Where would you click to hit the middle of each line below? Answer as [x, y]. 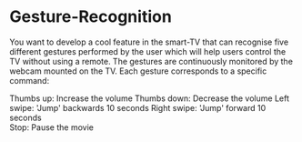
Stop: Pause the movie [51, 127]
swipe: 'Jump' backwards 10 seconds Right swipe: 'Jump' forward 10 [138, 107]
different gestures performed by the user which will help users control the [148, 51]
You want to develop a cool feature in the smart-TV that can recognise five [149, 42]
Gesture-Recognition [91, 17]
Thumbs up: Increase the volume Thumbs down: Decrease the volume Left [149, 98]
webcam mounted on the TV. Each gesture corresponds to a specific [138, 71]
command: [30, 80]
